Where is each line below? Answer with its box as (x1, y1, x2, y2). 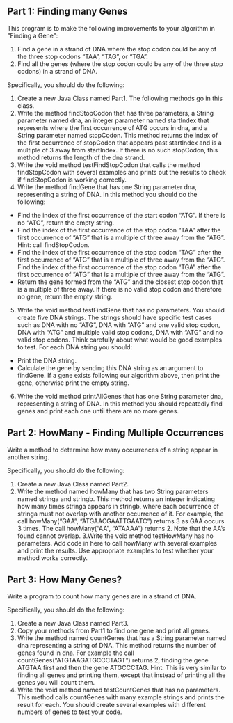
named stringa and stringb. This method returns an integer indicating (17, 494, 216, 503)
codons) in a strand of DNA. (17, 67, 97, 75)
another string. (7, 452, 50, 461)
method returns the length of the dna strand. (17, 153, 145, 161)
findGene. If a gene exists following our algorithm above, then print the (17, 371, 220, 379)
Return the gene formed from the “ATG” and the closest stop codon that (17, 278, 223, 286)
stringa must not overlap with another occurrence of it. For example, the (17, 509, 224, 518)
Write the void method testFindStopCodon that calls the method (17, 160, 200, 169)
